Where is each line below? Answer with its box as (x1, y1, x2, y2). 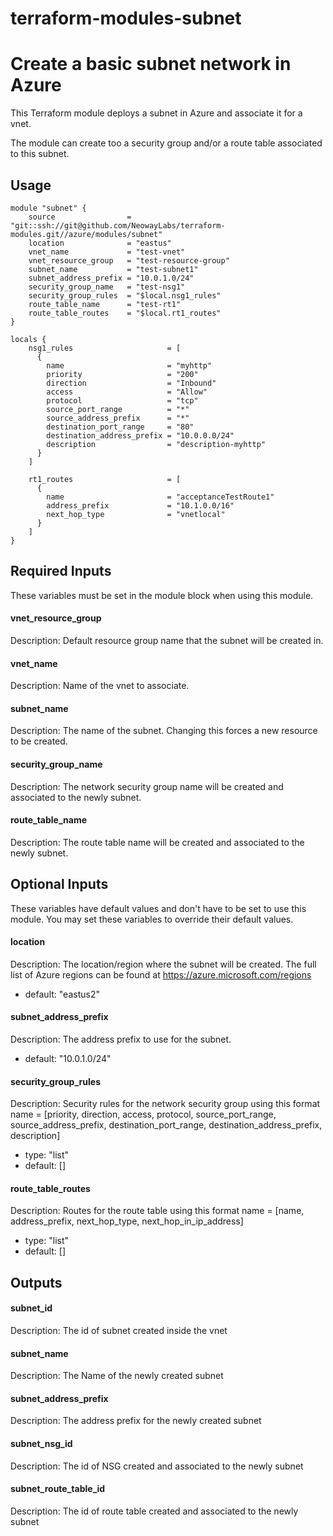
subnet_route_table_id (10, 1483, 106, 1495)
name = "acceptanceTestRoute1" (46, 492, 275, 502)
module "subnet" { (10, 203, 87, 213)
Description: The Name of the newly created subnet (10, 1370, 224, 1382)
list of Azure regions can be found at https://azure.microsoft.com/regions (10, 968, 312, 981)
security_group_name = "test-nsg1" (28, 282, 186, 292)
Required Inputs (10, 563, 112, 580)
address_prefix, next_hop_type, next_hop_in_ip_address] (10, 1215, 244, 1227)
